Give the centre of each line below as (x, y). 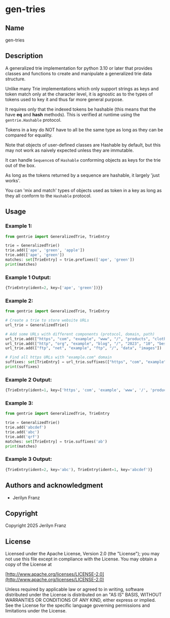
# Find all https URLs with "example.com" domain (59, 357)
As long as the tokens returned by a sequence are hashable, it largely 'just (82, 175)
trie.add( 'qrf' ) (22, 437)
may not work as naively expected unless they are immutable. (70, 150)
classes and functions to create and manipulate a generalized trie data (78, 73)
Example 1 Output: (28, 277)
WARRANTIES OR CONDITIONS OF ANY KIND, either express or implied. (80, 600)
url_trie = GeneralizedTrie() (37, 325)
